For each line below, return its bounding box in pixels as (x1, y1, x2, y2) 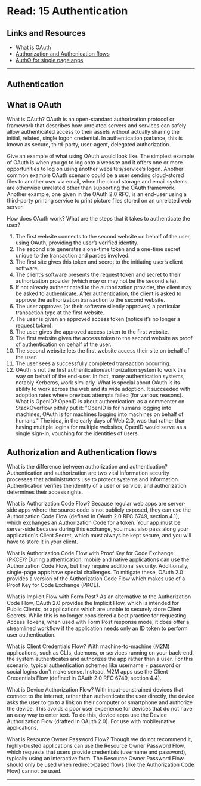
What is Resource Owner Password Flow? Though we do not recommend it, (7, 736, 193, 743)
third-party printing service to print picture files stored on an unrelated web (7, 197, 191, 204)
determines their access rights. (7, 488, 84, 496)
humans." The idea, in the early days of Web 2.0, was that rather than (15, 417, 187, 424)
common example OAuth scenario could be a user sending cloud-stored (7, 172, 184, 179)
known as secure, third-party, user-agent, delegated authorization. (7, 141, 171, 148)
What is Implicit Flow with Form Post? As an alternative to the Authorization (7, 593, 191, 600)
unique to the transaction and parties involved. (15, 252, 130, 259)
